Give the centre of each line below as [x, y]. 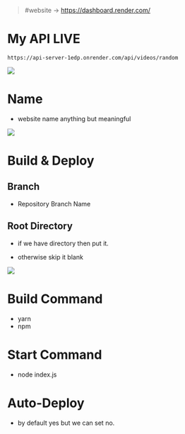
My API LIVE [44, 39]
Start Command [55, 355]
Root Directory [40, 226]
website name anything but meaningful [74, 118]
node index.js [37, 374]
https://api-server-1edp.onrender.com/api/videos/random [93, 57]
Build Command [55, 299]
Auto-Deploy [46, 403]
